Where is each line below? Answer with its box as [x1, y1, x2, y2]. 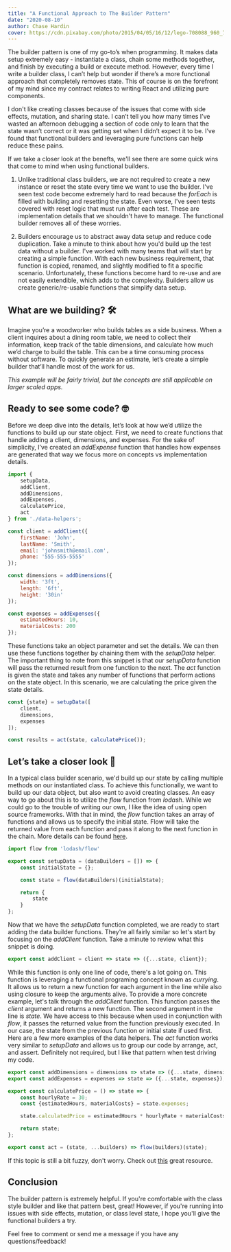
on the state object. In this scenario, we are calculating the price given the [8, 678, 217, 686]
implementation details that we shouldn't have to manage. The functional [17, 212, 223, 220]
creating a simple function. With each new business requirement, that [17, 255, 215, 263]
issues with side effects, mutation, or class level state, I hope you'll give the [8, 1209, 221, 1217]
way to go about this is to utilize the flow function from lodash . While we [8, 796, 212, 804]
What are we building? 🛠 [8, 304, 117, 316]
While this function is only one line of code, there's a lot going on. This [8, 968, 207, 976]
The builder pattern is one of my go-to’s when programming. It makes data [8, 48, 219, 56]
